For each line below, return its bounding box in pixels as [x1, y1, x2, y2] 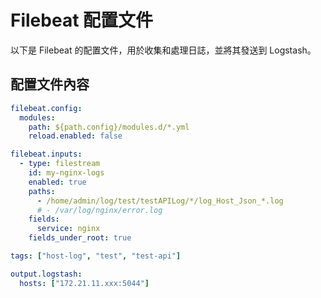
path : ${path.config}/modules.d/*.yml [28, 122, 190, 132]
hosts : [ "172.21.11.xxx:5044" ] [19, 278, 150, 288]
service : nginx [36, 224, 101, 234]
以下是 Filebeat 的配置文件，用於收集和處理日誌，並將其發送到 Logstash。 [10, 44, 317, 56]
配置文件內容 [10, 76, 90, 93]
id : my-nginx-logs [28, 168, 105, 178]
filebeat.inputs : [10, 149, 83, 160]
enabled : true [28, 177, 87, 187]
